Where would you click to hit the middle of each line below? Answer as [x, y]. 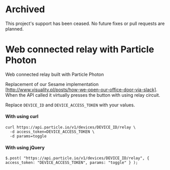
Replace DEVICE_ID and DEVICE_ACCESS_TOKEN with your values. [70, 105]
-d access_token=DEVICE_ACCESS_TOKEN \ [52, 132]
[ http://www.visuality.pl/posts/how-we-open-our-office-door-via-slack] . [81, 90]
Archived [25, 9]
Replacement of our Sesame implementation [52, 84]
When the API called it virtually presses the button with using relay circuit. [83, 95]
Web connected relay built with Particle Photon [55, 74]
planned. [15, 29]
